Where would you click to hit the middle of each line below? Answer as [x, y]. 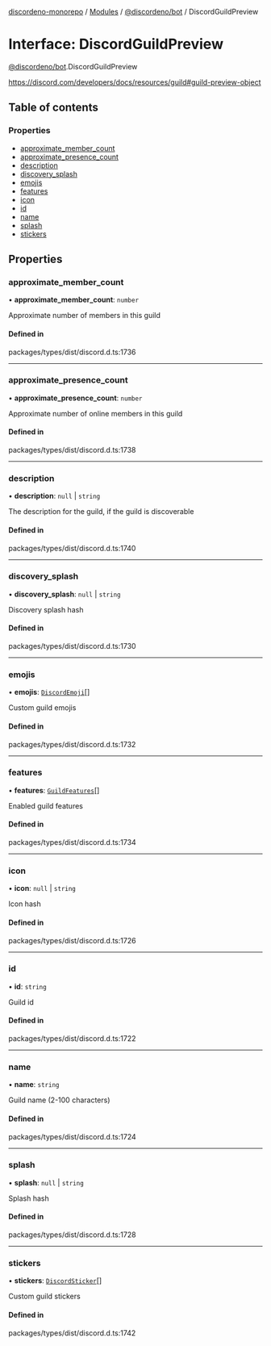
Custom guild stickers [44, 1296]
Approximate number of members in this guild [85, 316]
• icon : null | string [42, 888]
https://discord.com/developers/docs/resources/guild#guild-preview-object [135, 82]
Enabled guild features [46, 805]
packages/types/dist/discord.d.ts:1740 [72, 548]
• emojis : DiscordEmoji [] [49, 692]
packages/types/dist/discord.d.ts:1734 [73, 842]
